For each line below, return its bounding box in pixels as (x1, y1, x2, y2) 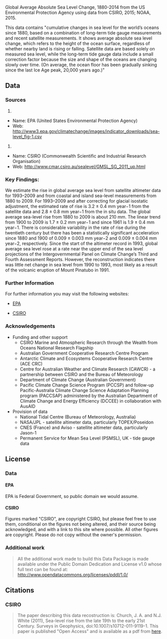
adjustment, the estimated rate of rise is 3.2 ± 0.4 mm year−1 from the (5, 203, 149, 209)
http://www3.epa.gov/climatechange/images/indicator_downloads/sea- (12, 128, 160, 134)
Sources (5, 96, 26, 103)
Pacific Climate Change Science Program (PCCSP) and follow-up (19, 382, 154, 388)
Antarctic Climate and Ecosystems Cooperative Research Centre (19, 355, 153, 361)
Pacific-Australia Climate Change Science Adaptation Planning (19, 387, 149, 393)
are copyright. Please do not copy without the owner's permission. (5, 532, 142, 538)
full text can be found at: (17, 566, 68, 572)
